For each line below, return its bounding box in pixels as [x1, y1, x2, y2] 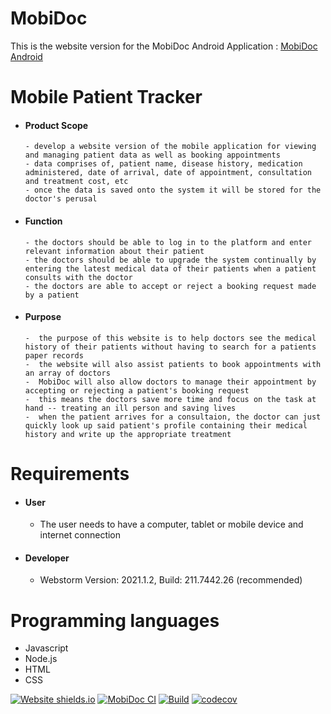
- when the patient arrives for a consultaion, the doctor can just [24, 412, 322, 422]
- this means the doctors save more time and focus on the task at [24, 394, 317, 404]
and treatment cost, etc [24, 177, 129, 187]
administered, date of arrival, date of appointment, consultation [24, 168, 312, 178]
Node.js [24, 653, 58, 665]
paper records [24, 350, 84, 361]
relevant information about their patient [24, 246, 205, 256]
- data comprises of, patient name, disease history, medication [24, 159, 303, 169]
